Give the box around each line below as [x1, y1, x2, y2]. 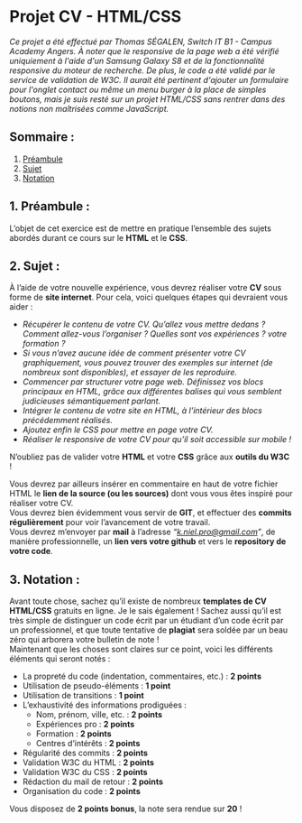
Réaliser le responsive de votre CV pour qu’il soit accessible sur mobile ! [22, 434, 292, 445]
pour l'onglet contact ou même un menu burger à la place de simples [9, 84, 267, 95]
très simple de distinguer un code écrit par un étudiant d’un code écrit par [9, 615, 284, 626]
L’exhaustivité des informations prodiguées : [22, 699, 187, 710]
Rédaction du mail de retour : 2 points [22, 776, 164, 787]
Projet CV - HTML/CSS [9, 6, 182, 27]
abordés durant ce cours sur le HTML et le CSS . [9, 232, 188, 243]
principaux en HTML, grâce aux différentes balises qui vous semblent [22, 386, 282, 397]
